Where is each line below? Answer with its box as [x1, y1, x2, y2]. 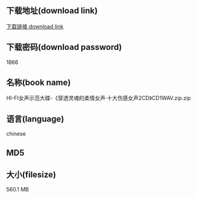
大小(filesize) [6, 170, 56, 180]
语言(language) [6, 114, 64, 124]
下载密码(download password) [6, 42, 122, 52]
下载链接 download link [6, 23, 64, 30]
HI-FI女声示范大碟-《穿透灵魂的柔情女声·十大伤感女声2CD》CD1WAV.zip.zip [6, 94, 191, 102]
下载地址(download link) [6, 5, 98, 16]
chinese [6, 130, 26, 137]
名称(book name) [6, 78, 71, 88]
